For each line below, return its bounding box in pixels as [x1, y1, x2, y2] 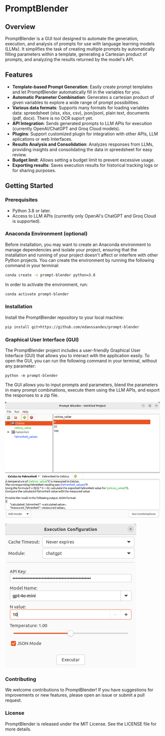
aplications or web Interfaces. [12, 136, 73, 142]
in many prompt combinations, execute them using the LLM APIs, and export [5, 387, 160, 393]
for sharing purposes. [12, 167, 56, 173]
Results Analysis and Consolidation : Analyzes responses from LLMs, [12, 141, 154, 147]
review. [12, 152, 27, 157]
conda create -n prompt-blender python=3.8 [5, 273, 96, 277]
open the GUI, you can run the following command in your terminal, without [5, 358, 157, 364]
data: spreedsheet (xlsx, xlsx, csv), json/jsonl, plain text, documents [12, 110, 150, 116]
